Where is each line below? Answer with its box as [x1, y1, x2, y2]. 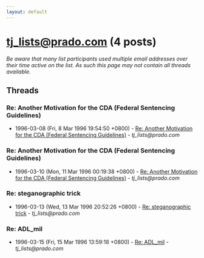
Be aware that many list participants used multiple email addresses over [6, 55, 188, 62]
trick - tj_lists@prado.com [15, 210, 80, 217]
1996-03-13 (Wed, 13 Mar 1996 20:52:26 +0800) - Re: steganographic [15, 203, 191, 210]
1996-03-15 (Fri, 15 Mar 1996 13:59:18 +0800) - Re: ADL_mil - [15, 239, 169, 246]
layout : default [6, 8, 47, 15]
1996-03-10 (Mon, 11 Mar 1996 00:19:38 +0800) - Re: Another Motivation [15, 168, 198, 175]
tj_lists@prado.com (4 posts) [6, 35, 157, 48]
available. [6, 68, 32, 75]
